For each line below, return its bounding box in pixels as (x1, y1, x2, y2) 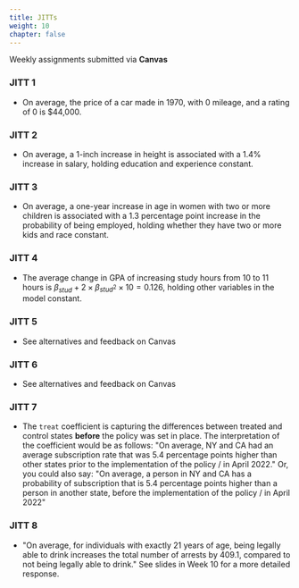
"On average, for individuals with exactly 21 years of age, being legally (21, 540, 281, 550)
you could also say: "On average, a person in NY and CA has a (21, 468, 253, 479)
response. (21, 568, 60, 579)
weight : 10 (9, 21, 50, 30)
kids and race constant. (21, 230, 110, 240)
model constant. (21, 293, 82, 304)
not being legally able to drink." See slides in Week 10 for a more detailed (21, 559, 291, 569)
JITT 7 (9, 400, 37, 413)
